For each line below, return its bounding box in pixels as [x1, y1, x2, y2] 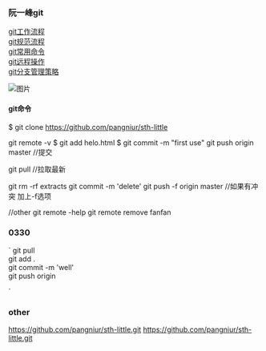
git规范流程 [8, 37, 46, 46]
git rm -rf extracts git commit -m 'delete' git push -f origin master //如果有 [8, 181, 252, 191]
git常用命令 [8, 46, 46, 57]
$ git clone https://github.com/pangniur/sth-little [8, 122, 168, 131]
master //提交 [8, 147, 53, 157]
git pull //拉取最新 [8, 164, 66, 174]
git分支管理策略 [8, 67, 59, 77]
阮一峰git [8, 6, 44, 18]
